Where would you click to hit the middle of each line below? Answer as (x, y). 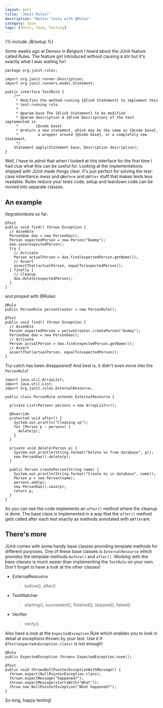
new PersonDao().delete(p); (42, 457)
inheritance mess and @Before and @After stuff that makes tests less (84, 177)
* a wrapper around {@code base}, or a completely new (81, 135)
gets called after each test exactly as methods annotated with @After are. (78, 519)
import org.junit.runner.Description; (44, 79)
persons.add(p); (31, 482)
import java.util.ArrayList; (35, 379)
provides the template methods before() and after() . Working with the (77, 556)
